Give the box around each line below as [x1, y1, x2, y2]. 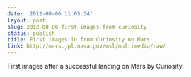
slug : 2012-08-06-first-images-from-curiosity [7, 23, 147, 30]
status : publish [7, 29, 55, 37]
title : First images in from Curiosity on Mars [7, 36, 151, 43]
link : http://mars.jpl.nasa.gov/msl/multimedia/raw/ [7, 43, 166, 50]
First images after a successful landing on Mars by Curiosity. [7, 62, 184, 70]
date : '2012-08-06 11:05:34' [7, 10, 93, 17]
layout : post [7, 17, 46, 24]
